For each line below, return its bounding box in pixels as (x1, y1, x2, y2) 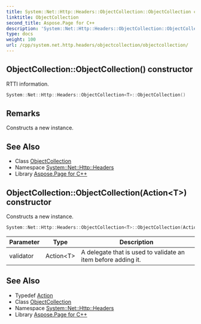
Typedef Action (14, 292, 53, 299)
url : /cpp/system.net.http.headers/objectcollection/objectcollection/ (6, 43, 188, 49)
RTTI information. (6, 80, 49, 87)
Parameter (9, 238, 40, 246)
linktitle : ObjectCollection (6, 14, 79, 20)
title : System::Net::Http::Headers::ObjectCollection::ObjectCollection (6, 8, 191, 15)
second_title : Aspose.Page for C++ (6, 20, 95, 26)
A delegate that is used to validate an (81, 248, 185, 256)
